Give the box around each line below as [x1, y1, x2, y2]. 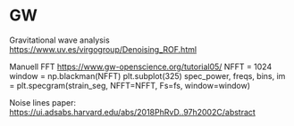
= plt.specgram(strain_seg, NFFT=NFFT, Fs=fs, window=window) [9, 80, 251, 91]
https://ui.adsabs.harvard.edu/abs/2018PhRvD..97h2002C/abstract [9, 106, 256, 117]
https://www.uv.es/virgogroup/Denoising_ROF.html [9, 43, 197, 54]
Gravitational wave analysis [9, 35, 110, 45]
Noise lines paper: [9, 97, 76, 107]
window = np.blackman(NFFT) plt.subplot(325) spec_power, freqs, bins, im [9, 70, 286, 81]
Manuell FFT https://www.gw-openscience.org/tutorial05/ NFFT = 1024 [9, 61, 273, 72]
